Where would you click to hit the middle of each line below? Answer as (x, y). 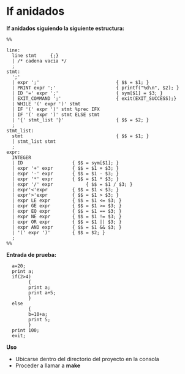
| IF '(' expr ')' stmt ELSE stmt (56, 115)
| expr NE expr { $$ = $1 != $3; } (67, 216)
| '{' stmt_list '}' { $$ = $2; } (81, 120)
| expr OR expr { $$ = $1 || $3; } (67, 222)
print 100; (26, 330)
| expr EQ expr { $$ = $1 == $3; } (67, 211)
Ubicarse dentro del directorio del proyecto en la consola (87, 359)
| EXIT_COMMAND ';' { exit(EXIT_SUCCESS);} (94, 98)
